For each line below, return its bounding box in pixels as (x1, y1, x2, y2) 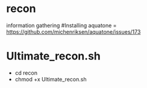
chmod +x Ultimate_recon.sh (14, 75, 87, 83)
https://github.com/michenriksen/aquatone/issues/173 (6, 28, 141, 35)
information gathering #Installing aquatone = (6, 22, 117, 29)
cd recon (14, 69, 38, 77)
